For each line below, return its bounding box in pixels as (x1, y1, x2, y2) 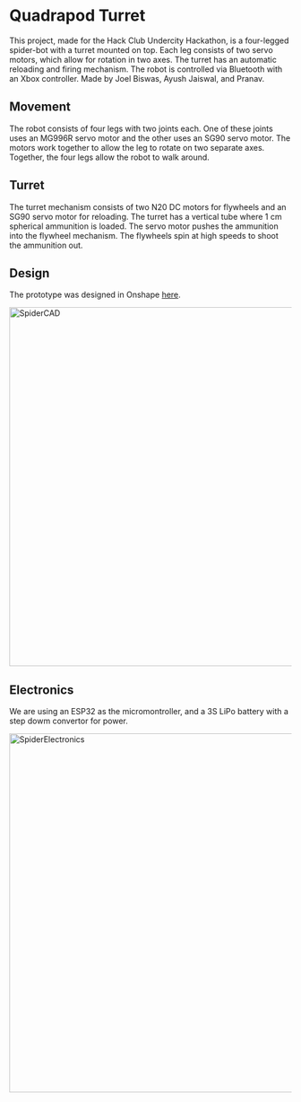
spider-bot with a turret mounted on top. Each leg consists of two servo (9, 44, 273, 55)
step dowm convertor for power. (9, 715, 128, 727)
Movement (9, 100, 72, 115)
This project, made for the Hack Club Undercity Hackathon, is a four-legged (9, 35, 289, 46)
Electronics (9, 682, 74, 697)
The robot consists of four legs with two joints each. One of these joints (9, 123, 273, 134)
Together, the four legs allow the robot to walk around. (9, 152, 211, 162)
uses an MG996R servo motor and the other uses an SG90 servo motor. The (9, 132, 291, 144)
